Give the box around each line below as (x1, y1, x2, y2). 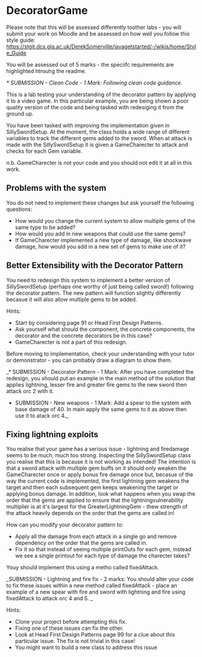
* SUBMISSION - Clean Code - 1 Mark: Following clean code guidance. (6, 79, 183, 86)
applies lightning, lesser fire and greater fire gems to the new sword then (6, 381, 187, 388)
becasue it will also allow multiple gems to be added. (6, 295, 137, 303)
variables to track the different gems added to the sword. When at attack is (6, 134, 192, 142)
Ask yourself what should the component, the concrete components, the (14, 325, 195, 333)
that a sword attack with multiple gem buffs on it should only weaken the (6, 464, 187, 472)
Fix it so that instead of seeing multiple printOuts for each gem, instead (14, 546, 192, 553)
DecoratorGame (6, 4, 88, 18)
